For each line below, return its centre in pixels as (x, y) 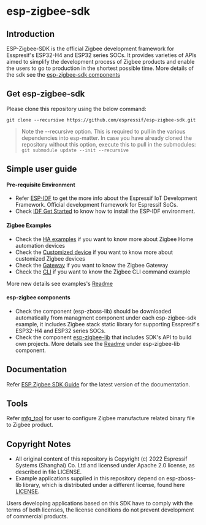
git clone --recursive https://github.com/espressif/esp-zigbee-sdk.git (101, 120)
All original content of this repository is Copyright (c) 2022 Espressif (101, 459)
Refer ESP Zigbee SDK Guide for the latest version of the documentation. (98, 384)
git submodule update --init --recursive (75, 150)
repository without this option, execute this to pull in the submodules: (109, 144)
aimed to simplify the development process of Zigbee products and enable (101, 62)
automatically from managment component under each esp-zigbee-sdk (106, 318)
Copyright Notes (39, 444)
